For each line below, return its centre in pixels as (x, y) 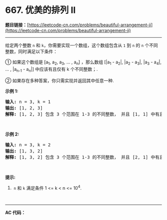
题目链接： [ (17, 25)
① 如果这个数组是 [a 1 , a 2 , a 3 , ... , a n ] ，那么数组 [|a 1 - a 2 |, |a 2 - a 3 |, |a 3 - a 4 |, (83, 62)
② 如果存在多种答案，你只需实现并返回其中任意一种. (60, 80)
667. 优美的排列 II (41, 10)
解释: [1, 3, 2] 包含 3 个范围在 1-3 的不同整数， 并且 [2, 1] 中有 (83, 157)
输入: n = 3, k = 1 (28, 102)
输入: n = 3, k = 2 (28, 145)
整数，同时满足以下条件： (31, 51)
